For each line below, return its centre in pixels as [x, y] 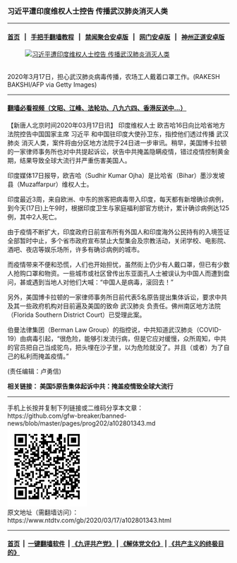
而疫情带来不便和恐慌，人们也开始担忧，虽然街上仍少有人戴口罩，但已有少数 [119, 264]
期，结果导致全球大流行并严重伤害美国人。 [69, 160]
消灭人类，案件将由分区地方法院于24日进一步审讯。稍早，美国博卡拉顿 [124, 143]
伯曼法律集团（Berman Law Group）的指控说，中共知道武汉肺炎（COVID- [115, 329]
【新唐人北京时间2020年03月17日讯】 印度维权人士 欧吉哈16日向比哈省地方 [116, 125]
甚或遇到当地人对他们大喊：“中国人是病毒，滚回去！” [97, 282]
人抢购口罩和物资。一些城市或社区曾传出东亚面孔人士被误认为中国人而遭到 [115, 273]
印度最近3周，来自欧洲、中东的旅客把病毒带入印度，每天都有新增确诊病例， [117, 199]
